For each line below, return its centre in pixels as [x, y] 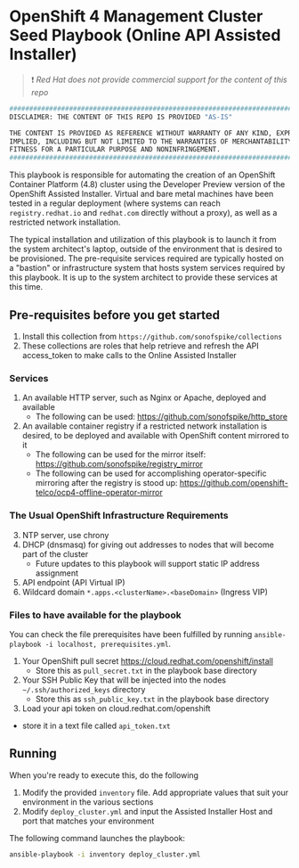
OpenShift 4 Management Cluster [136, 16]
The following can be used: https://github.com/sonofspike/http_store [162, 417]
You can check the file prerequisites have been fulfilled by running [131, 634]
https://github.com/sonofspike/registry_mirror [119, 464]
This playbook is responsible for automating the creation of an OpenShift [142, 175]
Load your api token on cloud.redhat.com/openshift [116, 708]
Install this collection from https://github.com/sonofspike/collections [152, 336]
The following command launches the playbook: [97, 838]
